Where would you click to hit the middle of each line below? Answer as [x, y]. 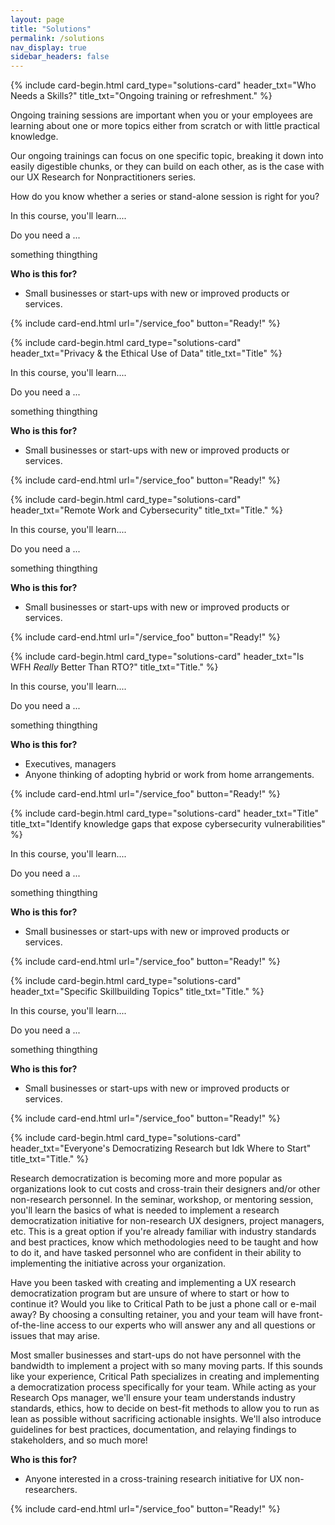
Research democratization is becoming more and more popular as [146, 1178]
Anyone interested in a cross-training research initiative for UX [153, 1479]
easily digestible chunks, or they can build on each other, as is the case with [167, 167]
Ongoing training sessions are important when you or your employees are [162, 115]
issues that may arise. [55, 1336]
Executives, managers [70, 764]
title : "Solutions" [51, 29]
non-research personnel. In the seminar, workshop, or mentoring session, [162, 1200]
